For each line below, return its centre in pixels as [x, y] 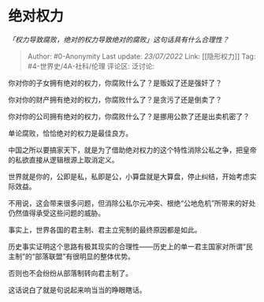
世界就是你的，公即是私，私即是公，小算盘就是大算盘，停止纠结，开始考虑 [129, 176]
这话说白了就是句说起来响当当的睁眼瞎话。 [77, 289]
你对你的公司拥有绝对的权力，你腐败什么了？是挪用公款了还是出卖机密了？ [129, 116]
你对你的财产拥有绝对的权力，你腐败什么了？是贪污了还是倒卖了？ [115, 99]
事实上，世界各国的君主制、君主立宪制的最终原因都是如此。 [105, 229]
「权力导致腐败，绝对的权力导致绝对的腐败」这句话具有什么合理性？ [119, 39]
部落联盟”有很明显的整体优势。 [85, 256]
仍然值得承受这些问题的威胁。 [56, 213]
